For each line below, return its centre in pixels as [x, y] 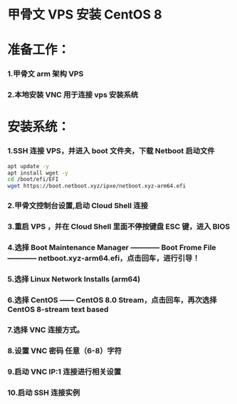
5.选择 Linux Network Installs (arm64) [74, 279]
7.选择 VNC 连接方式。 [46, 330]
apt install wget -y [38, 173]
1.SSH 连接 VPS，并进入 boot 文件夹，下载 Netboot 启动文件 [111, 151]
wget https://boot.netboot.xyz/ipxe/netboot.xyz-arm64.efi [97, 186]
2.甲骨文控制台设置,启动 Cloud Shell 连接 [78, 206]
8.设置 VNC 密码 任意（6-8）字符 [65, 351]
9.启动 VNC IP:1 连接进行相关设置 [64, 371]
